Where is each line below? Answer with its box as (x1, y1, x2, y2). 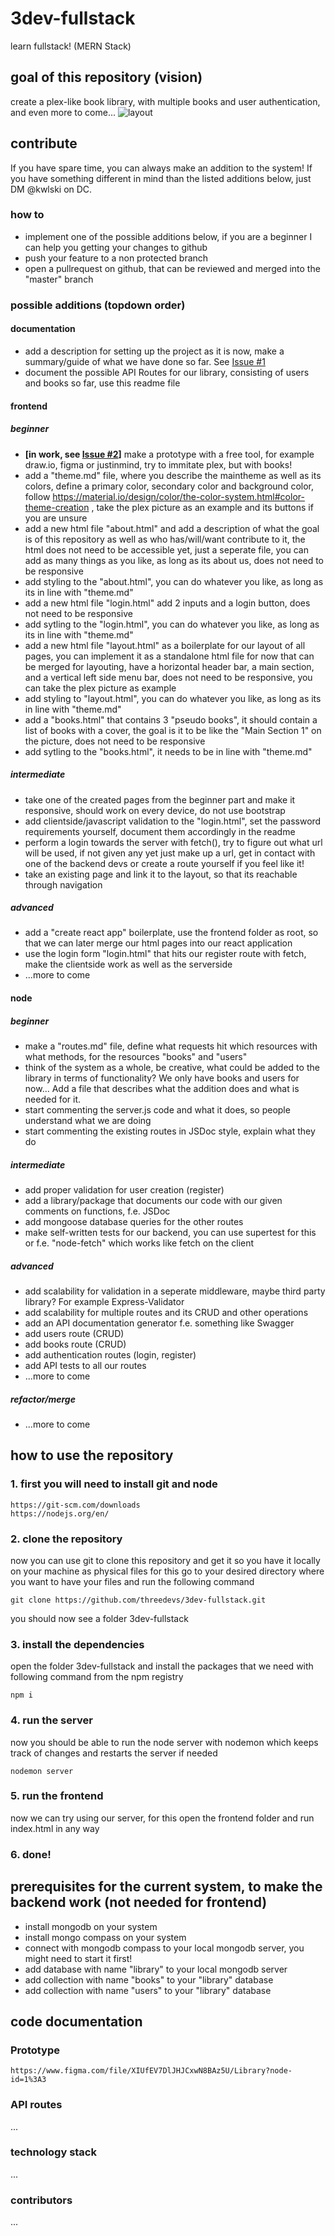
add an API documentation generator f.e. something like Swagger (24, 1317, 295, 1329)
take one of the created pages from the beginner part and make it (24, 793, 296, 806)
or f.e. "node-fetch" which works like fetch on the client (24, 1237, 255, 1249)
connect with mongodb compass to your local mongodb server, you (24, 1942, 305, 1954)
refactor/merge (10, 1393, 76, 1405)
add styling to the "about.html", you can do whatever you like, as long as (24, 575, 324, 587)
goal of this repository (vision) (10, 69, 203, 86)
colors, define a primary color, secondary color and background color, (24, 480, 315, 492)
